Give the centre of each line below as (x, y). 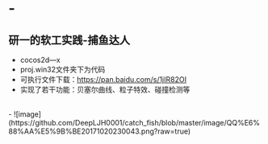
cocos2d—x (40, 60)
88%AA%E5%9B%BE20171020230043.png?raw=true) (100, 131)
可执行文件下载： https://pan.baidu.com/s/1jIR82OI (103, 79)
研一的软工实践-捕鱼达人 (69, 40)
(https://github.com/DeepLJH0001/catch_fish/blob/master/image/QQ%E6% (134, 123)
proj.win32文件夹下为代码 (63, 69)
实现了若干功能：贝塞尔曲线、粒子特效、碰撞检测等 (105, 89)
